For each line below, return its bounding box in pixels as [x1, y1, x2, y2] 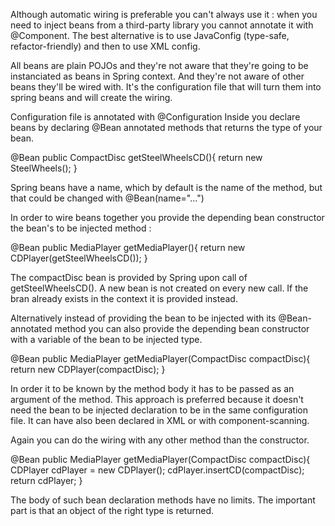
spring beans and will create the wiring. [10, 92, 173, 103]
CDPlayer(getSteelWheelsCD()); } [10, 252, 148, 264]
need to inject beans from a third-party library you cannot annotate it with [10, 19, 314, 31]
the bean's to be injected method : [10, 222, 152, 234]
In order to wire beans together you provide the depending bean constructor [10, 212, 325, 223]
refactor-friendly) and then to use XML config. [10, 40, 201, 52]
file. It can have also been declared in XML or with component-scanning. [10, 415, 310, 426]
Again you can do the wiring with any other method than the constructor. [10, 434, 310, 446]
